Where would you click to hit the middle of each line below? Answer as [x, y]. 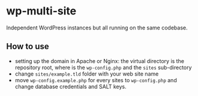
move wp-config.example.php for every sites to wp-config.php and [96, 80]
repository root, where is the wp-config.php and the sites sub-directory [103, 67]
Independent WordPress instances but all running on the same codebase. [97, 28]
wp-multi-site [41, 11]
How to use [28, 46]
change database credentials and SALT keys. [71, 86]
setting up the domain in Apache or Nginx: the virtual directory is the [100, 61]
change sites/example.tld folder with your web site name [87, 74]
